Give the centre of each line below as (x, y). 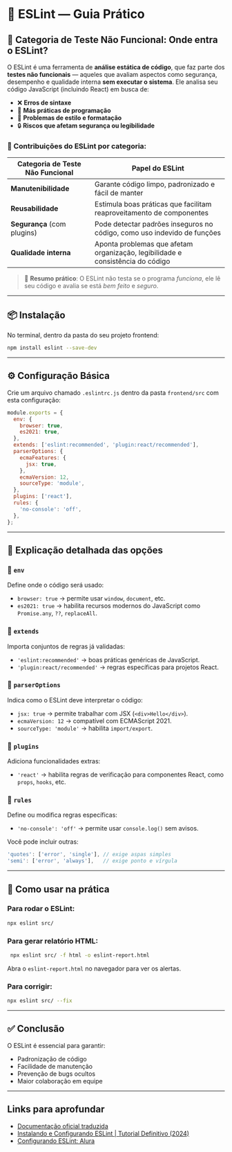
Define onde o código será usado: (56, 585)
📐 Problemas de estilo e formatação (69, 118)
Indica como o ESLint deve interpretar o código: (75, 700)
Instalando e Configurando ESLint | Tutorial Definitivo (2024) (103, 1133)
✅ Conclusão (36, 1029)
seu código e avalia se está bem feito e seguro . (91, 286)
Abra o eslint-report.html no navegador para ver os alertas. (94, 968)
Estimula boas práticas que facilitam (153, 204)
